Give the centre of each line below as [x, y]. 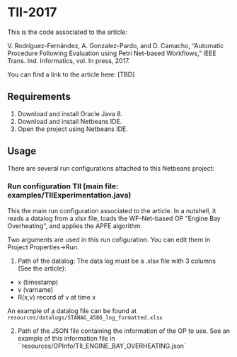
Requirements [39, 97]
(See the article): [42, 268]
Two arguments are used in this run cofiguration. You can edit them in [109, 239]
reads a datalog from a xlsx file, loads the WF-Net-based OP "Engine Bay [114, 218]
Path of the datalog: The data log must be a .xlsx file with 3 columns [116, 261]
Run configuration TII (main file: [63, 186]
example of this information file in [66, 338]
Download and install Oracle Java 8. [70, 113]
